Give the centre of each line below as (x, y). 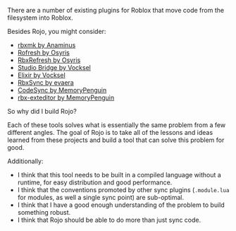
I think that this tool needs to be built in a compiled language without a (119, 175)
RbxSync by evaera (45, 83)
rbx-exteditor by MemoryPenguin (66, 97)
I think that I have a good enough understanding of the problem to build (121, 205)
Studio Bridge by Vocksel (54, 67)
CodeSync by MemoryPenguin (62, 90)
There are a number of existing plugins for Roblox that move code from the (116, 10)
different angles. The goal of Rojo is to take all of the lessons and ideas (110, 132)
